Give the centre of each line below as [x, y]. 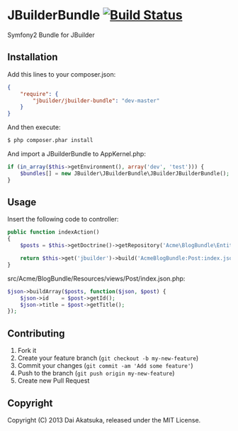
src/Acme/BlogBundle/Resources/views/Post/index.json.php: [96, 278]
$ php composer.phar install [50, 141]
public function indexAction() [53, 232]
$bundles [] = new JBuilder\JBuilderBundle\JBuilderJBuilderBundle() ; [125, 173]
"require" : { [39, 94]
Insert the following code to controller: [63, 219]
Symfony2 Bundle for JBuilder [51, 35]
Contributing [36, 333]
